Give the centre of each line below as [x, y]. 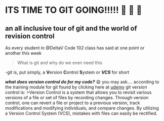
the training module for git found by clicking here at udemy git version [76, 87]
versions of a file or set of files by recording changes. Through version [77, 98]
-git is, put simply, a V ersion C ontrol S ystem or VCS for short [67, 72]
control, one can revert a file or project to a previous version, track [73, 103]
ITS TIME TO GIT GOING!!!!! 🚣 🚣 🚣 [74, 10]
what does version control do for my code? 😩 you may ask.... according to [82, 82]
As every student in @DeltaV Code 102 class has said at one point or [75, 48]
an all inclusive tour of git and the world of [71, 28]
